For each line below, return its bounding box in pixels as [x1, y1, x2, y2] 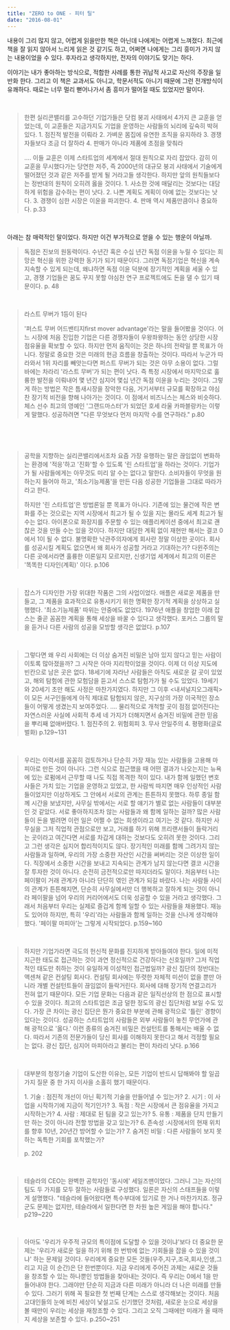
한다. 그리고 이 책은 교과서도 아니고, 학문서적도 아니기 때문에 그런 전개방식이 [19, 76, 223, 84]
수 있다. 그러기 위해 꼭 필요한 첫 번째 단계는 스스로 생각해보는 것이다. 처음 [23, 1289, 220, 1297]
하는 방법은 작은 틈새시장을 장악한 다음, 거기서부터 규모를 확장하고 [31, 384, 207, 392]
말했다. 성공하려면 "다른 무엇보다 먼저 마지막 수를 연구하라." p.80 [31, 410, 205, 418]
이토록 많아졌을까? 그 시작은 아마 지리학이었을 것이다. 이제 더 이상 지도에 [23, 659, 218, 667]
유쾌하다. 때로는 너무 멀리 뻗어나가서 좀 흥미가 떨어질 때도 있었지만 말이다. [7, 85, 205, 93]
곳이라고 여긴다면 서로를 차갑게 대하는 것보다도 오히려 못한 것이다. [31, 833, 207, 842]
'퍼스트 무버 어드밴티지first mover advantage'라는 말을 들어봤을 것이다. [23, 324, 216, 332]
